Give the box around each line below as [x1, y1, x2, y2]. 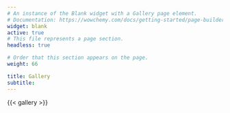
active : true [7, 29, 44, 36]
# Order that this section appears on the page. [7, 54, 149, 62]
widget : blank [7, 23, 48, 29]
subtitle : [7, 79, 36, 86]
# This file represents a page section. [7, 36, 125, 42]
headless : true [7, 42, 51, 49]
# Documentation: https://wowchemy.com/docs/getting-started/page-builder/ [7, 16, 228, 23]
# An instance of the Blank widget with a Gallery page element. [7, 10, 197, 17]
